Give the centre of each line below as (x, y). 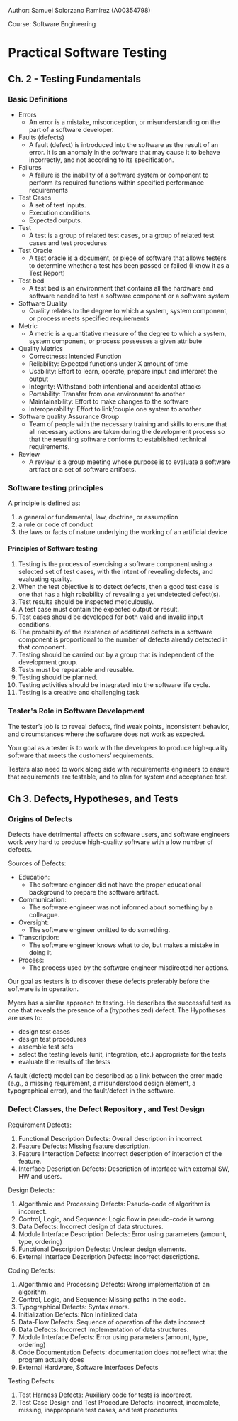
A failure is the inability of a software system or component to (119, 175)
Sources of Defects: (37, 863)
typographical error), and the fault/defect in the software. (92, 1091)
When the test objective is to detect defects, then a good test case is (119, 587)
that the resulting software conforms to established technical (118, 439)
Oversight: (33, 922)
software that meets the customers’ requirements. (81, 755)
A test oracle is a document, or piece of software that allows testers (127, 258)
